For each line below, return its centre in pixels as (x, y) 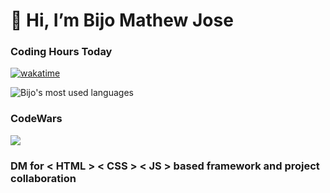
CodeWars (36, 119)
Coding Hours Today (61, 52)
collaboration (43, 178)
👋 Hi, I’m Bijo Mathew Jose (122, 20)
